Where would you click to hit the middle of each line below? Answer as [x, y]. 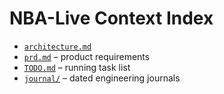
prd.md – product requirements [87, 56]
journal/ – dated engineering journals [102, 78]
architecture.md [57, 47]
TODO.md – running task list [77, 67]
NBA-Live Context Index [111, 18]
